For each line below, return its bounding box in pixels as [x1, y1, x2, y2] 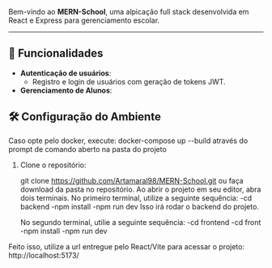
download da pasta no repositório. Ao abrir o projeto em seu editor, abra [19, 184, 261, 194]
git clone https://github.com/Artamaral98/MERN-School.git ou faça [19, 175, 244, 185]
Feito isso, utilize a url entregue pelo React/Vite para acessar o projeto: [8, 241, 245, 251]
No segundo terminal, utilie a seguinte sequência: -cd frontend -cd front [19, 217, 261, 227]
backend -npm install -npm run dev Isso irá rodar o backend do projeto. [19, 201, 259, 211]
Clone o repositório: [19, 160, 87, 170]
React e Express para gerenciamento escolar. [8, 15, 160, 25]
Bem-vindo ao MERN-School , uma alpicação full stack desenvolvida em [8, 7, 249, 16]
